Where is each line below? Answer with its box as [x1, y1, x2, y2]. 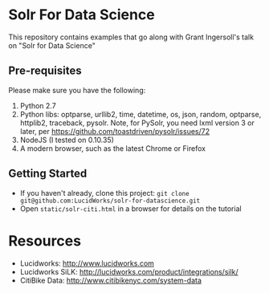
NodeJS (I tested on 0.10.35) [19, 135, 115, 144]
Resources [8, 231, 82, 250]
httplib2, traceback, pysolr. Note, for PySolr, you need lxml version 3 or [19, 118, 255, 128]
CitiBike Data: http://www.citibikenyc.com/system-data [19, 275, 202, 285]
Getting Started [8, 167, 88, 181]
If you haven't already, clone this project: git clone [19, 188, 190, 197]
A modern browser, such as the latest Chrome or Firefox [19, 143, 206, 153]
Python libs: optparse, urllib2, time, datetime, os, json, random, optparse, [19, 109, 262, 119]
